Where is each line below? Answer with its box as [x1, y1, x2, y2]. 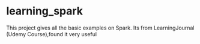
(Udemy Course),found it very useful [6, 30, 97, 37]
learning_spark [6, 4, 83, 18]
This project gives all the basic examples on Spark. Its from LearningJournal [6, 24, 195, 31]
